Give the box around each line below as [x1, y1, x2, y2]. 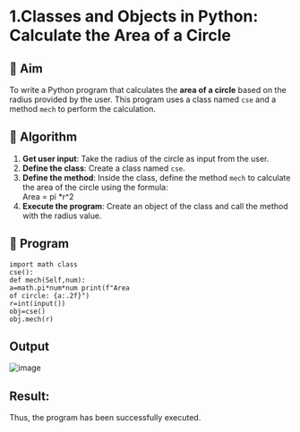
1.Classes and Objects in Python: [9, 6, 259, 27]
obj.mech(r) [9, 315, 54, 324]
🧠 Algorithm [9, 130, 78, 145]
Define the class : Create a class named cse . [21, 163, 185, 174]
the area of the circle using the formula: [21, 182, 168, 192]
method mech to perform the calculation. [9, 104, 157, 114]
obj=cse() [9, 307, 47, 316]
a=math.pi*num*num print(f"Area [9, 284, 130, 292]
